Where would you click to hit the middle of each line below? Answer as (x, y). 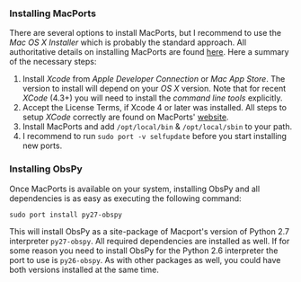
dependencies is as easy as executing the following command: (125, 198)
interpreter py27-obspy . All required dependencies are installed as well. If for (150, 241)
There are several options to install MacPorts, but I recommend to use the (145, 33)
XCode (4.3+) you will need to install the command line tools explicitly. (152, 98)
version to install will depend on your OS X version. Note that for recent (154, 89)
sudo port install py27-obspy (66, 215)
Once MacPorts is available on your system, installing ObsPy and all (135, 189)
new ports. (42, 145)
